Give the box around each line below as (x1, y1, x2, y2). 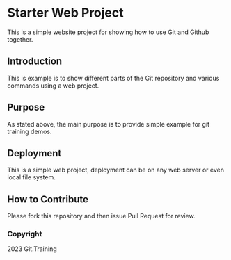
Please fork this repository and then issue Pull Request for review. (7, 212, 196, 220)
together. (7, 35, 33, 43)
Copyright (7, 229, 42, 239)
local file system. (7, 173, 56, 181)
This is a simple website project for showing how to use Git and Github (7, 28, 209, 36)
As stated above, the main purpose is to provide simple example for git (7, 120, 210, 128)
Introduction (7, 56, 63, 67)
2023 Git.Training (7, 245, 57, 253)
